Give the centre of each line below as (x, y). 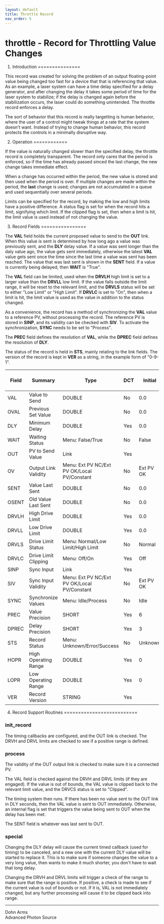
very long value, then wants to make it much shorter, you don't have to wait (81, 863)
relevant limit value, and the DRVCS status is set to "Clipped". (67, 789)
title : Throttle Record (29, 14)
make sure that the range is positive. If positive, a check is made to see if (78, 882)
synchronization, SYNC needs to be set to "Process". (59, 328)
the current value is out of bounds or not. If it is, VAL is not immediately (76, 888)
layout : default (21, 10)
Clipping (39, 562)
